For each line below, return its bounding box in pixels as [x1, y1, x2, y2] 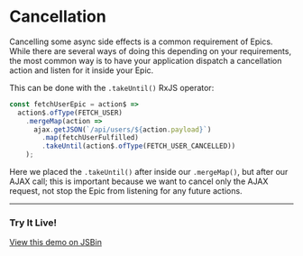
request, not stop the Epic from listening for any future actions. [9, 186, 243, 197]
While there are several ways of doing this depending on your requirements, [9, 45, 291, 56]
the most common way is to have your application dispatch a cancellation [9, 55, 282, 66]
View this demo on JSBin [9, 237, 102, 248]
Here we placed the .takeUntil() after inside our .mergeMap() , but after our [9, 167, 289, 178]
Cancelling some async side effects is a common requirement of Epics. [9, 36, 273, 47]
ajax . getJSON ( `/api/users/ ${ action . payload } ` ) [32, 124, 212, 134]
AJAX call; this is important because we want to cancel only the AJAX [9, 176, 269, 187]
